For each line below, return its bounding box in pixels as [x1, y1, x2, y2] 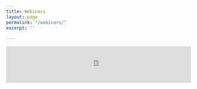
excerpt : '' [6, 25, 35, 31]
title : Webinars [6, 8, 46, 15]
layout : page [6, 14, 38, 20]
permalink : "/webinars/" [6, 19, 67, 25]
